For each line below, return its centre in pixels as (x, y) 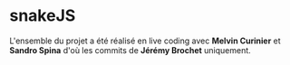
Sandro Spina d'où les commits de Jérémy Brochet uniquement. (130, 50)
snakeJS (43, 16)
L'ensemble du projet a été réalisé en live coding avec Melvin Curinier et (145, 41)
